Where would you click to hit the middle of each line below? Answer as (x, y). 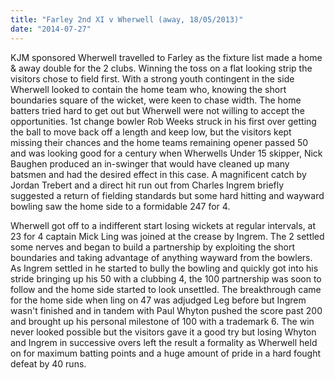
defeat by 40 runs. (48, 363)
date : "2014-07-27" (51, 29)
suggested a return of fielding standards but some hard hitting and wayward (167, 195)
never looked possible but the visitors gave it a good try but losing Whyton (163, 332)
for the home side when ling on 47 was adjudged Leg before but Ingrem (158, 300)
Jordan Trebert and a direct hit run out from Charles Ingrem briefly (147, 185)
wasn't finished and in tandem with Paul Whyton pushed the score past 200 (166, 310)
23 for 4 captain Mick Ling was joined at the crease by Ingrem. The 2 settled (167, 236)
